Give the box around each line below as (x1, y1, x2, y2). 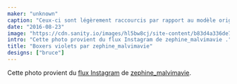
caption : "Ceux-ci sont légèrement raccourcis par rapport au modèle (7, 17, 217, 24)
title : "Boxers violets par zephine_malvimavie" (7, 43, 153, 50)
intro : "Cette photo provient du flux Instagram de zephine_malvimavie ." (7, 36, 232, 43)
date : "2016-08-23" (7, 23, 65, 30)
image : (7, 29, 27, 37)
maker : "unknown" (7, 10, 59, 17)
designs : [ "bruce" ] (7, 50, 65, 57)
